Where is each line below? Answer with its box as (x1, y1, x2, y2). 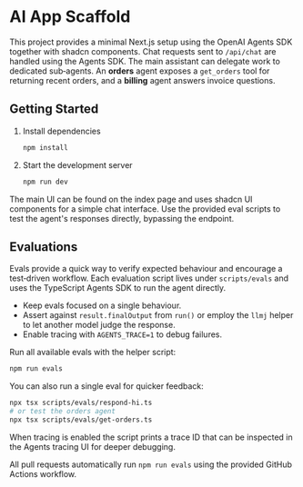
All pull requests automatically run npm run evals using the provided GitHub (9, 459, 293, 470)
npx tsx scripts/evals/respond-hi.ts (9, 398, 153, 408)
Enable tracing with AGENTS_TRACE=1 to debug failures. (22, 329, 223, 340)
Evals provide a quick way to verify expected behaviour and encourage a (9, 263, 283, 274)
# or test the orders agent (9, 407, 116, 416)
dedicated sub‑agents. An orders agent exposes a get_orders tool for (9, 65, 270, 76)
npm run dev (22, 177, 68, 186)
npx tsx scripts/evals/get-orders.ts (9, 415, 153, 424)
